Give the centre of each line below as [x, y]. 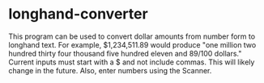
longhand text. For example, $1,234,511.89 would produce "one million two [132, 44]
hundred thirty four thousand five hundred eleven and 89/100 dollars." [125, 53]
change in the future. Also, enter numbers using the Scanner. [110, 70]
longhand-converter [78, 14]
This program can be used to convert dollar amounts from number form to [132, 36]
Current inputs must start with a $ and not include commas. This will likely [132, 62]
